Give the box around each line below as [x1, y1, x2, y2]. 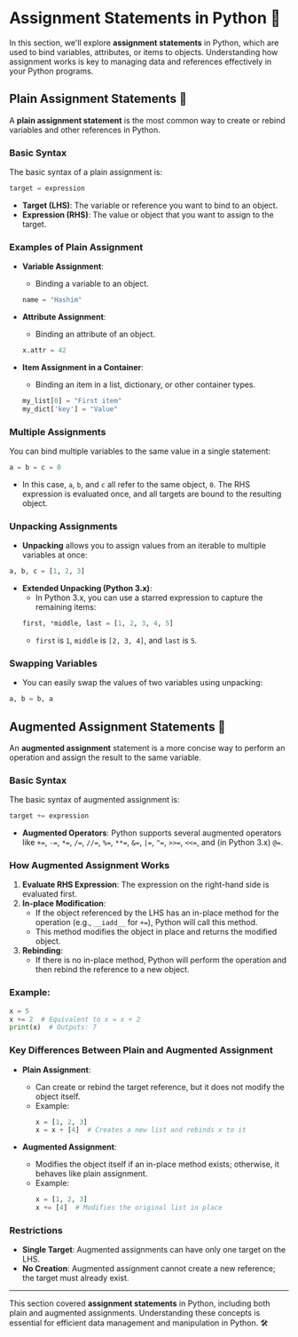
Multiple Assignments [9, 425, 106, 438]
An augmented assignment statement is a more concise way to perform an [9, 742, 286, 753]
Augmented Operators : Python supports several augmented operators [21, 827, 282, 838]
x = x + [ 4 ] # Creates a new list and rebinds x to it [35, 1126, 247, 1135]
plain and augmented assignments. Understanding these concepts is [9, 1308, 261, 1318]
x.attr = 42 [21, 346, 67, 355]
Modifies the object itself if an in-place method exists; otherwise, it [35, 1159, 279, 1170]
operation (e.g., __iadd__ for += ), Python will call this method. [35, 917, 258, 928]
